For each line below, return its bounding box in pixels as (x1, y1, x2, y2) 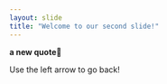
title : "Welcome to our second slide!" (9, 22, 160, 31)
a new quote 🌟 (9, 46, 62, 57)
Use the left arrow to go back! (9, 64, 120, 75)
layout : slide (9, 13, 63, 23)
